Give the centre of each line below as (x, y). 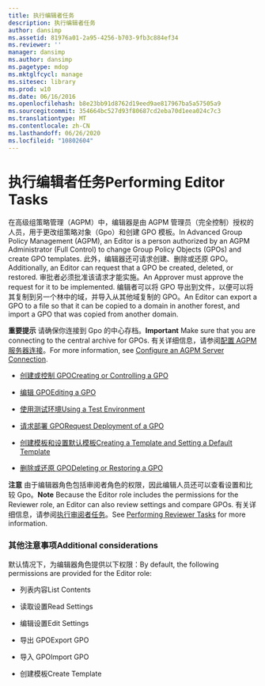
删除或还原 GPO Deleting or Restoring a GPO (91, 468)
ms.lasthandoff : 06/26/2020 (55, 133)
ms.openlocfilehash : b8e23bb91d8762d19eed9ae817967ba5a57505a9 (115, 104)
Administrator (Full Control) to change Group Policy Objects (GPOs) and (125, 249)
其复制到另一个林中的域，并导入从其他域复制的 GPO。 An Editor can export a (132, 297)
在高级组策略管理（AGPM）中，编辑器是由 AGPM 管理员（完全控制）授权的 (131, 222)
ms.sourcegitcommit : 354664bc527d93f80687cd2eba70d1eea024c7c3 (115, 112)
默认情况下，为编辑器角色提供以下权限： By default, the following (114, 564)
